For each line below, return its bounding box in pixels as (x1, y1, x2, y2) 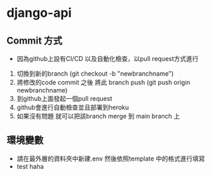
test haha (16, 162, 44, 170)
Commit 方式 (6, 34, 63, 46)
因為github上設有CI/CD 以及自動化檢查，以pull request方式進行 (16, 55, 199, 62)
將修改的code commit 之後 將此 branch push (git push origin (16, 79, 190, 86)
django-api (6, 5, 72, 21)
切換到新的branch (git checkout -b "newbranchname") (16, 69, 174, 78)
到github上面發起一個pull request (16, 95, 113, 102)
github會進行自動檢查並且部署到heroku (16, 103, 129, 111)
